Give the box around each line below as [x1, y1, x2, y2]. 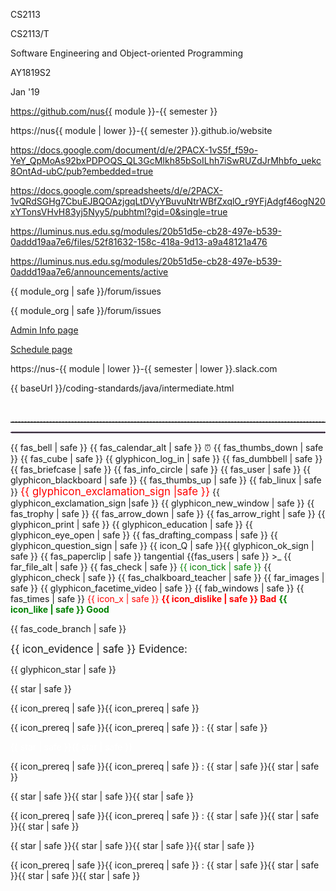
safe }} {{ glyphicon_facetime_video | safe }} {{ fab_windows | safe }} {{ [10, 582, 305, 594]
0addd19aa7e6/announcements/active [10, 266, 169, 278]
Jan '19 [10, 86, 40, 98]
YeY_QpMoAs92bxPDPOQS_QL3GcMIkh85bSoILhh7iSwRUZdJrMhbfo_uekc [10, 155, 322, 166]
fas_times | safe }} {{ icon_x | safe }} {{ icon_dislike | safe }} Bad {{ [10, 593, 288, 604]
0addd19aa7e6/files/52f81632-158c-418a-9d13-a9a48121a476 [10, 236, 268, 248]
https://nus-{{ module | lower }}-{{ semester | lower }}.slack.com [10, 363, 278, 374]
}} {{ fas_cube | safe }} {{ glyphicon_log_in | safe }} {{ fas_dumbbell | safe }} [10, 453, 323, 464]
